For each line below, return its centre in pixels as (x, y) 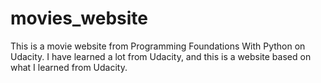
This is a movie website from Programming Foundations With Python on (158, 46)
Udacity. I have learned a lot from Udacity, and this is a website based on (161, 56)
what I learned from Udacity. (69, 67)
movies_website (79, 18)
